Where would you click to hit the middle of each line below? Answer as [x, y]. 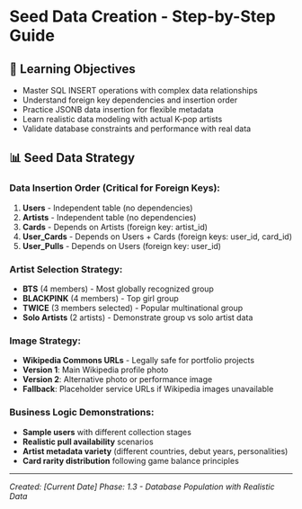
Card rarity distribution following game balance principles [131, 460]
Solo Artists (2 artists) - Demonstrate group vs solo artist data [138, 317]
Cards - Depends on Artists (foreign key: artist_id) [115, 227]
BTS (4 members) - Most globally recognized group [118, 289]
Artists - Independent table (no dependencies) [109, 217]
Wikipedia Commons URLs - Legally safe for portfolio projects [138, 361]
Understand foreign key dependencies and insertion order [130, 100]
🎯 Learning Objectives [73, 69]
